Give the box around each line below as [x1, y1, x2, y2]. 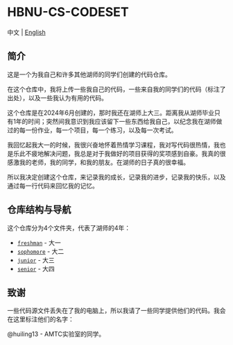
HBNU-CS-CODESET [7, 4, 130, 20]
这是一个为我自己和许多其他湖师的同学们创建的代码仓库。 [7, 70, 171, 79]
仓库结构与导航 [7, 204, 71, 216]
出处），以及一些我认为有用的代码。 [7, 93, 107, 102]
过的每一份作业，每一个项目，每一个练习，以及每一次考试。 [7, 126, 178, 134]
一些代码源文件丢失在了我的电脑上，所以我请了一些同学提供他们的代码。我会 [7, 307, 226, 315]
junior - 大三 [17, 255, 55, 264]
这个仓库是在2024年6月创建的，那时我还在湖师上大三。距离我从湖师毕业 [7, 109, 215, 117]
